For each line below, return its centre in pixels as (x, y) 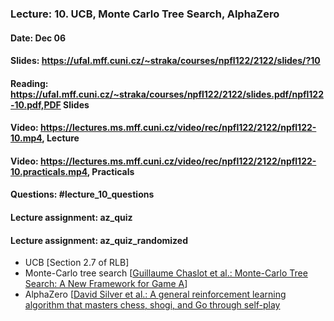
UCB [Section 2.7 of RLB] (77, 263)
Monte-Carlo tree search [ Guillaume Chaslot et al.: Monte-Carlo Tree (166, 273)
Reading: (29, 83)
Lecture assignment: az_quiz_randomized (99, 240)
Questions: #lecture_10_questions (82, 194)
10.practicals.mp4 (49, 171)
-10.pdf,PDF (36, 104)
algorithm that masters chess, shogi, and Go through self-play (152, 305)
